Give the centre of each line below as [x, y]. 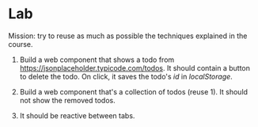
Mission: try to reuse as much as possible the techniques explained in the [128, 36]
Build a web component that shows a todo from [97, 60]
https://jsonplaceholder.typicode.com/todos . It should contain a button [135, 67]
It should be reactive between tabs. [77, 115]
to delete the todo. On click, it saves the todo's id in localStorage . [126, 76]
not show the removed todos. [68, 100]
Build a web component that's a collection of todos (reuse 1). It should [133, 91]
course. [21, 44]
